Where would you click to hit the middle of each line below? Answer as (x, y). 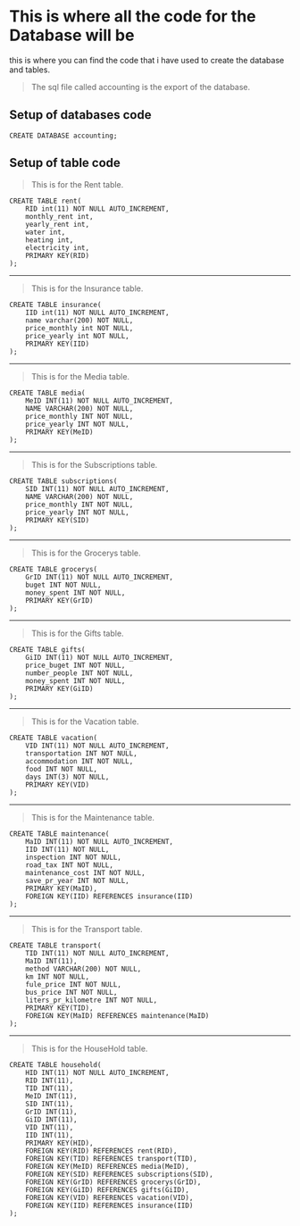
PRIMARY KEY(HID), (59, 1143)
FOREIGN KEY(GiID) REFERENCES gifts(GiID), (108, 1189)
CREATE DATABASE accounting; (63, 136)
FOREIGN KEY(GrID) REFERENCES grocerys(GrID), (113, 1182)
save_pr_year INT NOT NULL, (77, 880)
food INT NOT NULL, (62, 769)
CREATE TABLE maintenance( (59, 834)
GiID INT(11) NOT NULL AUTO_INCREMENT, (100, 657)
